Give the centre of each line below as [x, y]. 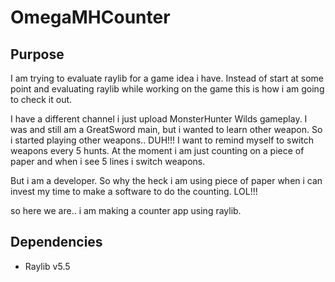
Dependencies [56, 242]
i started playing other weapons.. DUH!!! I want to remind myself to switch [162, 140]
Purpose [37, 54]
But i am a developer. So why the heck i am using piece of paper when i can [166, 180]
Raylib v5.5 [47, 266]
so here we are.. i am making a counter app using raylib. [126, 210]
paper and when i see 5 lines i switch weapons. [108, 161]
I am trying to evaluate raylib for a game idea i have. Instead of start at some [167, 78]
